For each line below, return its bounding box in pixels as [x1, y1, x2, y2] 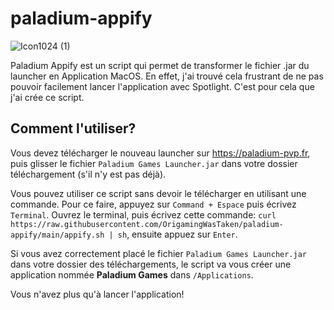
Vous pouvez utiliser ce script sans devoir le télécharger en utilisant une [10, 187, 307, 199]
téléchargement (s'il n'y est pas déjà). [10, 168, 167, 180]
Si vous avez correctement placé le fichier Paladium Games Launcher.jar [10, 247, 308, 259]
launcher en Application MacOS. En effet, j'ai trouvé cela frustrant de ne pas [10, 70, 324, 82]
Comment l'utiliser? [10, 120, 137, 137]
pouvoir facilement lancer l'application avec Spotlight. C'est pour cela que [10, 80, 315, 92]
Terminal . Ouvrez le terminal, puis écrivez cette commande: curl [10, 208, 277, 221]
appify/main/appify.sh [10, 230, 105, 240]
